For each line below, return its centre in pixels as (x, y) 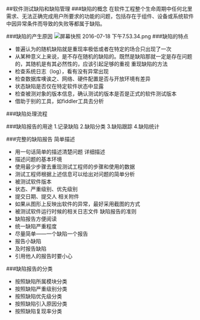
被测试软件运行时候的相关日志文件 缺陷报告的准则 (76, 211)
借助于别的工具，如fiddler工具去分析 (59, 101)
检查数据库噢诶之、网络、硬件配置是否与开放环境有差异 (82, 79)
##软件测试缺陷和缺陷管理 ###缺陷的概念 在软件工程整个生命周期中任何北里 (99, 9)
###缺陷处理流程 (27, 114)
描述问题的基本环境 (38, 159)
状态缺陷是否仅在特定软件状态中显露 (59, 86)
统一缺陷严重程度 (36, 226)
